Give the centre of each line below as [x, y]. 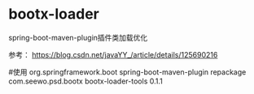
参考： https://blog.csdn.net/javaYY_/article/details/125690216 [113, 54]
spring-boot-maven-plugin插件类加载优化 [78, 37]
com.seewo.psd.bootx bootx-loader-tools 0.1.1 [85, 81]
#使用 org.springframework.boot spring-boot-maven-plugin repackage [127, 72]
